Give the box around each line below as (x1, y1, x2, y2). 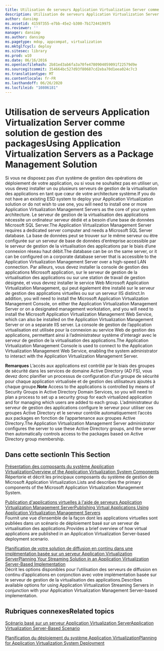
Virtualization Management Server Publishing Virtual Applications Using (5, 505, 149, 510)
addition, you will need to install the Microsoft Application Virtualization (5, 295, 149, 301)
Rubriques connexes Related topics (5, 607, 114, 615)
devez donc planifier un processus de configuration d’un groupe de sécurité (5, 373, 159, 379)
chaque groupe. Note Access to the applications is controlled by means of (5, 384, 155, 390)
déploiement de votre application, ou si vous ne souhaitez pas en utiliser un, (5, 181, 159, 186)
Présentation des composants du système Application (5, 464, 114, 470)
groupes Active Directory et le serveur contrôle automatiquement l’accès (5, 410, 152, 416)
